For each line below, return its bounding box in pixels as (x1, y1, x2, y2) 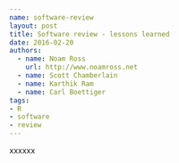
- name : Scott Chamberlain (17, 71, 118, 80)
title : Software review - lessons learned (9, 29, 170, 38)
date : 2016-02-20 (9, 37, 74, 47)
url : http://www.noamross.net (25, 63, 139, 72)
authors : (9, 46, 42, 55)
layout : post (9, 21, 58, 30)
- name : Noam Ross (17, 54, 87, 63)
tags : (9, 95, 30, 105)
